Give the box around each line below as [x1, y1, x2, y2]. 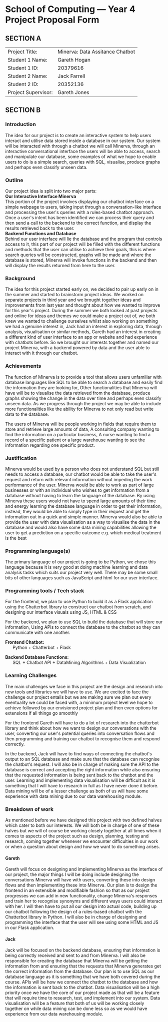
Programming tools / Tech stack [5, 587, 84, 594]
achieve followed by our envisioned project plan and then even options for [5, 704, 158, 711]
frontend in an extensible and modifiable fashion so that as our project [5, 887, 150, 893]
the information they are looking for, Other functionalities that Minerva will [5, 384, 157, 391]
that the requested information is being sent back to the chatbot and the [5, 772, 153, 778]
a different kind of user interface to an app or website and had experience [5, 334, 157, 340]
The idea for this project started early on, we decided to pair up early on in [5, 286, 159, 292]
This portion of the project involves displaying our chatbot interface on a [5, 199, 154, 205]
